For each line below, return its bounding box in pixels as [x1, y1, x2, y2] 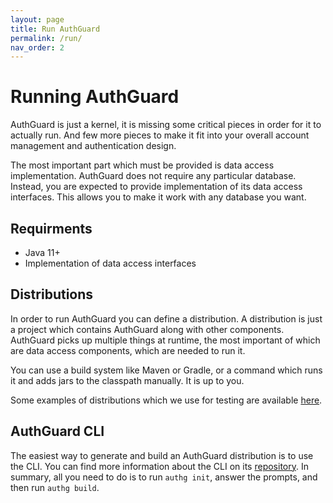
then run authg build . [10, 481, 100, 493]
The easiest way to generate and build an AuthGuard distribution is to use [10, 449, 314, 461]
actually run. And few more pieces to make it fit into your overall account [10, 129, 310, 141]
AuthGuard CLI [10, 423, 105, 440]
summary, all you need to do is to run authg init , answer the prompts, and [10, 471, 318, 483]
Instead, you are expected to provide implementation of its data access [10, 181, 303, 193]
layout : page [10, 14, 65, 25]
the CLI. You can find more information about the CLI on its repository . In [10, 460, 309, 472]
